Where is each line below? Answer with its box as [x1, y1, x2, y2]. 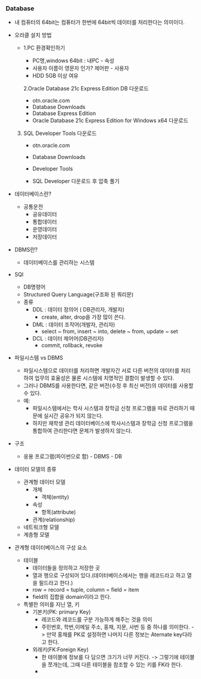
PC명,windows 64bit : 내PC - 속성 [32, 57, 115, 64]
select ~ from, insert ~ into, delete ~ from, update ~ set [41, 328, 178, 335]
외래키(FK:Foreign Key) [32, 646, 89, 653]
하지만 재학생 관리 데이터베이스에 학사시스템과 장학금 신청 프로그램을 [32, 420, 194, 427]
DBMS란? [14, 246, 38, 254]
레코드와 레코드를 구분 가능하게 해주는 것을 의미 [41, 616, 153, 623]
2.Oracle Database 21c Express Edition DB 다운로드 [23, 85, 149, 92]
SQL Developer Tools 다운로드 [23, 130, 97, 137]
